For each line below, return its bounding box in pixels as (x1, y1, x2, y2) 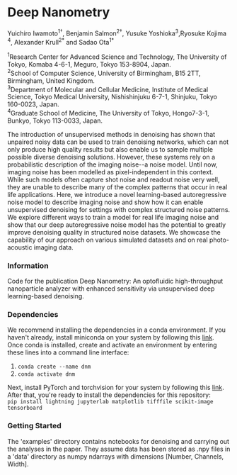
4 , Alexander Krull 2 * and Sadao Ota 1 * (7, 36, 115, 46)
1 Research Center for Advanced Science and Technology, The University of (7, 51, 227, 61)
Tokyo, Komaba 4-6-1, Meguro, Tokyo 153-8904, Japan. (7, 60, 171, 68)
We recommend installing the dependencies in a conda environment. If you (7, 325, 226, 334)
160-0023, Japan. (7, 100, 59, 108)
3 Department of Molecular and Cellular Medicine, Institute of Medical (7, 84, 209, 94)
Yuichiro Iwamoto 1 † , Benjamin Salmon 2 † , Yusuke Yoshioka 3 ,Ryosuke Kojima (7, 28, 227, 38)
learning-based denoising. (7, 292, 85, 301)
